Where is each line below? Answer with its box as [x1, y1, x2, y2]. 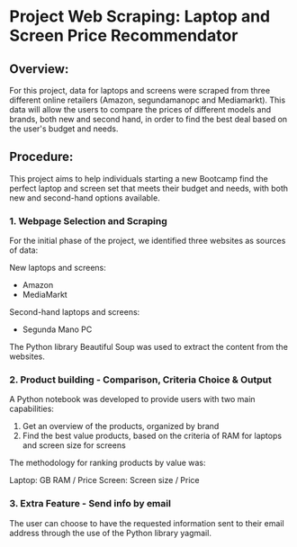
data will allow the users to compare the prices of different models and [9, 104, 272, 114]
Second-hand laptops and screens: [9, 307, 140, 318]
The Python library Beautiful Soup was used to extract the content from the [9, 342, 288, 353]
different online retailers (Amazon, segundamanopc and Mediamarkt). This [9, 94, 286, 105]
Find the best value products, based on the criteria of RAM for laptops [22, 430, 282, 442]
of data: [9, 245, 39, 256]
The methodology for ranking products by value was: [9, 457, 206, 469]
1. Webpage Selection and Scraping [9, 214, 168, 227]
